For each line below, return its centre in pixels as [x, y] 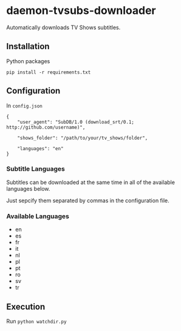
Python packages [28, 61]
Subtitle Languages [36, 169]
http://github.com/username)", [46, 127]
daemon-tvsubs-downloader [81, 11]
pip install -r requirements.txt [49, 72]
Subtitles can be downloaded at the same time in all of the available [90, 182]
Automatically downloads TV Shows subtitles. [63, 27]
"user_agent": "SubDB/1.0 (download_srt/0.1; [76, 122]
